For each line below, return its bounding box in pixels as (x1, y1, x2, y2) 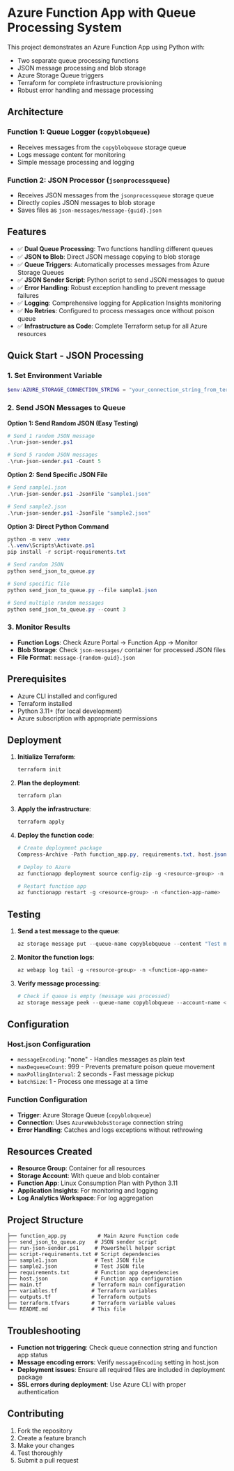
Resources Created (7, 1145, 93, 1157)
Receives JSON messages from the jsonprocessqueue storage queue (17, 190, 214, 199)
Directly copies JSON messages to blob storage (17, 198, 155, 206)
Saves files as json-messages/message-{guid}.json (17, 206, 162, 214)
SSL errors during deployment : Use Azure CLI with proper (17, 1380, 186, 1389)
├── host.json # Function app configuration (7, 1275, 182, 1283)
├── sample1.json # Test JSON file (7, 1257, 145, 1264)
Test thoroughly (17, 1449, 63, 1457)
